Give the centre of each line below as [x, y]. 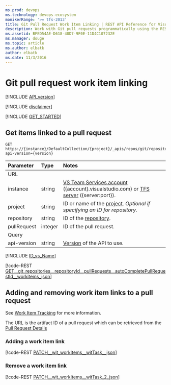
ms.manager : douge [25, 39]
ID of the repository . [87, 219]
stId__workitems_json [28, 277]
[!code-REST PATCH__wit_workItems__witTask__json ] [61, 352]
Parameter [21, 165]
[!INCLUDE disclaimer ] [29, 107]
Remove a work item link [36, 366]
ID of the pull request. [89, 227]
